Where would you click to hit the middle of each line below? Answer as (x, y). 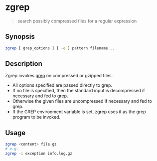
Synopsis (20, 37)
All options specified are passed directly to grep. (62, 85)
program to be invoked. (36, 117)
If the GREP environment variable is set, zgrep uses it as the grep (79, 112)
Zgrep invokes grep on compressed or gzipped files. (59, 76)
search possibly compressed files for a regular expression (77, 21)
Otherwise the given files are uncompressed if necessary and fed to (82, 101)
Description (24, 64)
